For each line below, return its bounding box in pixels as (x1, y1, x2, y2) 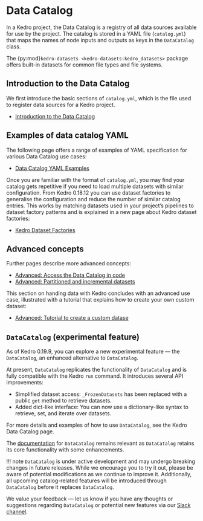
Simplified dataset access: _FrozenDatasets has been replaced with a (14, 390, 187, 398)
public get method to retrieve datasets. (14, 397, 112, 404)
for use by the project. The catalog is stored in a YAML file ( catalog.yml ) (6, 30, 186, 37)
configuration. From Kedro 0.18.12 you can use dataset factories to (6, 189, 171, 196)
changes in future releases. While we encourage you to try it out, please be (6, 464, 193, 471)
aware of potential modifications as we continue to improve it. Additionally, (6, 471, 192, 478)
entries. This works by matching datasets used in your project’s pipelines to (6, 202, 195, 209)
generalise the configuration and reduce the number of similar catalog (6, 195, 181, 202)
